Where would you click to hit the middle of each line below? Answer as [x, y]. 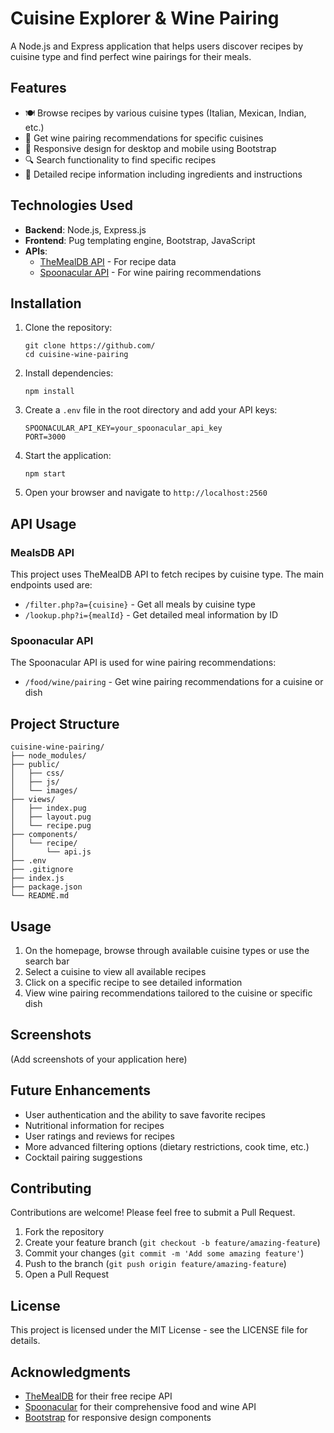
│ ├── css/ [37, 773]
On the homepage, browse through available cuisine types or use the [167, 950]
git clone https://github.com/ [90, 346]
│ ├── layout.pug [51, 817]
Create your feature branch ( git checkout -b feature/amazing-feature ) [172, 1243]
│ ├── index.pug [48, 808]
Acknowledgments [71, 1372]
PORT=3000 [45, 437]
